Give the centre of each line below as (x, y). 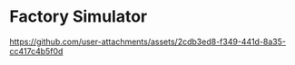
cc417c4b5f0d (36, 51)
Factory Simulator (79, 17)
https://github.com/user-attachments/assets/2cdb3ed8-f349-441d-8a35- (148, 42)
